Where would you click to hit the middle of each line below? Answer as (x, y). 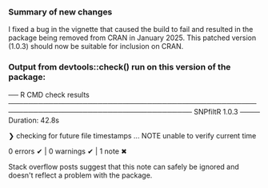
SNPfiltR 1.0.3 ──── (226, 111)
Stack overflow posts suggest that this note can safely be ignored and (124, 166)
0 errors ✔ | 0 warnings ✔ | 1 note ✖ (68, 151)
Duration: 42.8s (34, 120)
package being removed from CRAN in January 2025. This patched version (132, 38)
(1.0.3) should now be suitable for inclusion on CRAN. (96, 46)
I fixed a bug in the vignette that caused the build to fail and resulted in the (131, 30)
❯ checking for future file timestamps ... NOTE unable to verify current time (132, 135)
